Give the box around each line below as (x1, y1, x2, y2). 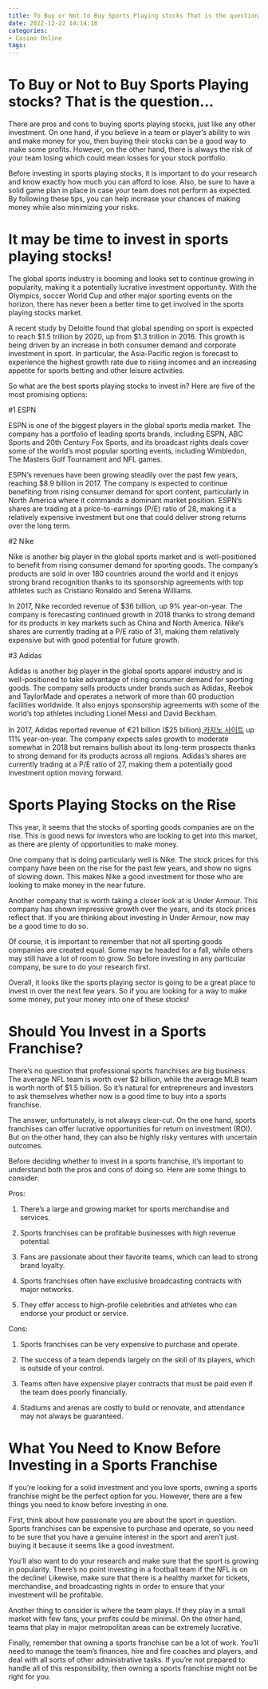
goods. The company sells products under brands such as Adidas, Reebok (8, 684, 254, 692)
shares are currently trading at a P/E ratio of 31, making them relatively (8, 627, 240, 636)
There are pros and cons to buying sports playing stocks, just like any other (8, 119, 257, 129)
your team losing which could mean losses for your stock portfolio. (8, 153, 228, 163)
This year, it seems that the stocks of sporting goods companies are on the (8, 822, 255, 831)
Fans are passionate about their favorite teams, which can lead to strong (19, 1251, 258, 1262)
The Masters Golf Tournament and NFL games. (8, 454, 163, 464)
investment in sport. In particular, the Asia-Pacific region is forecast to (8, 349, 238, 358)
